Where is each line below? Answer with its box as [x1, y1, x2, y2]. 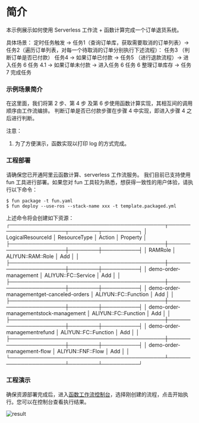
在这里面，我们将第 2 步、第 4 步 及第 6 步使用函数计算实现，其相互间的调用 [6, 99, 193, 107]
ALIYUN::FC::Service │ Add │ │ [44, 272, 121, 279]
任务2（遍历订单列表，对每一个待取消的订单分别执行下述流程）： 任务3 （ [6, 46, 185, 54]
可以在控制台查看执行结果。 [21, 398, 90, 405]
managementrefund [6, 328, 55, 335]
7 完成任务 [6, 69, 31, 76]
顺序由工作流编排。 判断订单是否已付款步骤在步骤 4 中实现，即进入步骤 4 [6, 107, 185, 114]
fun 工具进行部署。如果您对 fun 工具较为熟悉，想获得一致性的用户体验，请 [6, 178, 188, 185]
